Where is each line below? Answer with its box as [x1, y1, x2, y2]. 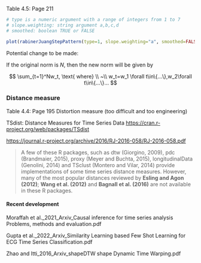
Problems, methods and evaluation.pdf [6, 220, 102, 227]
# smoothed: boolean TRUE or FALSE [6, 28, 95, 34]
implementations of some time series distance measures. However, [20, 168, 187, 175]
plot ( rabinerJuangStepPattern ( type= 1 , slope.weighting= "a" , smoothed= [6, 38, 186, 44]
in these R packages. [20, 187, 73, 194]
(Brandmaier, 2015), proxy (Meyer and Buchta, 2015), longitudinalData [20, 155, 193, 162]
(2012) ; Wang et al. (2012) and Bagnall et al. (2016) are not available [20, 180, 191, 188]
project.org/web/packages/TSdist [6, 125, 90, 132]
